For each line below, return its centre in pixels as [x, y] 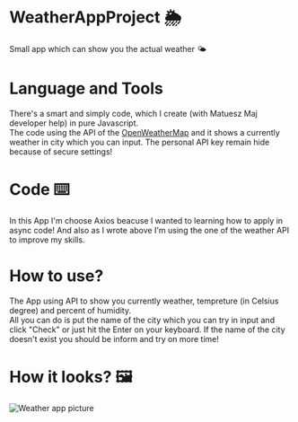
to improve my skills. [47, 240]
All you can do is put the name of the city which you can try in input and [142, 320]
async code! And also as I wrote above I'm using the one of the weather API [149, 230]
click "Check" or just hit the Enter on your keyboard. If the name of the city [147, 330]
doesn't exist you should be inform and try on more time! [114, 338]
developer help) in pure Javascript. [74, 123]
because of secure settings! [61, 151]
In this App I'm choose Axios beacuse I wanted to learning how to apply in [146, 220]
